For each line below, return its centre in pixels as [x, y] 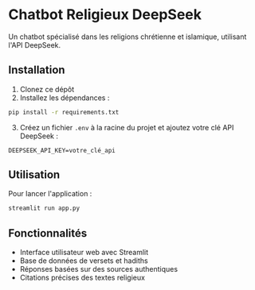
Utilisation [34, 175]
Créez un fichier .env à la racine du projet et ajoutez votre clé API [127, 127]
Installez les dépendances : [65, 98]
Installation [37, 70]
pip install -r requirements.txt [64, 112]
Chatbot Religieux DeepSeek [105, 15]
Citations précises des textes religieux [82, 278]
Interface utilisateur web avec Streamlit [84, 253]
